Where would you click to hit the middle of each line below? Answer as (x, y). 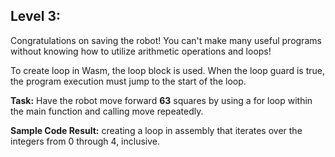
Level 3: (35, 16)
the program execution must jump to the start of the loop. (128, 81)
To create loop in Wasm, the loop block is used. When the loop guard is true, (167, 70)
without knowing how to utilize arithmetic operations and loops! (141, 51)
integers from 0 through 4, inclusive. (85, 141)
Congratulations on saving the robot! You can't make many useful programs (166, 40)
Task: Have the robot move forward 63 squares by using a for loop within (161, 100)
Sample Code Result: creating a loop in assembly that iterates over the (156, 130)
